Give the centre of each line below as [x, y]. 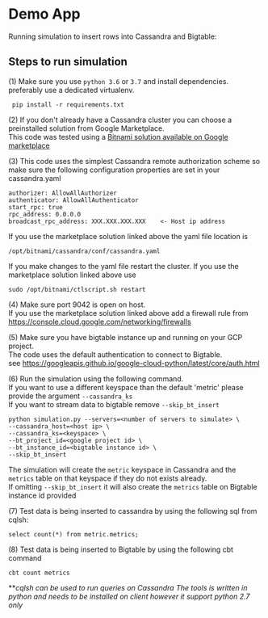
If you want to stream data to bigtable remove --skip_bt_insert [114, 404]
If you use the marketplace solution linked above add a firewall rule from [128, 313]
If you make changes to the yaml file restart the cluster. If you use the [124, 266]
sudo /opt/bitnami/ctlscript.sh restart [77, 289]
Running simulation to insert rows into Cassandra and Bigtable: [113, 36]
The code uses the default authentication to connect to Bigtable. [115, 354]
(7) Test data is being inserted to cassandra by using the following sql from [133, 511]
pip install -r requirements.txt [68, 105]
